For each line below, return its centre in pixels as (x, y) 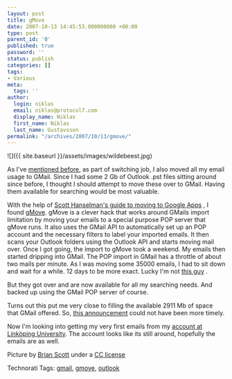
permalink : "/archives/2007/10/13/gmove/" (69, 136)
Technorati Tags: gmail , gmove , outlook (63, 368)
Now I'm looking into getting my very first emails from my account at (105, 326)
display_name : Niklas (45, 117)
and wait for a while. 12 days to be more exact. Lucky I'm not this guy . (107, 271)
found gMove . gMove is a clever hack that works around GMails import (108, 212)
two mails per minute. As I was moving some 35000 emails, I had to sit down (116, 264)
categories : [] (29, 65)
